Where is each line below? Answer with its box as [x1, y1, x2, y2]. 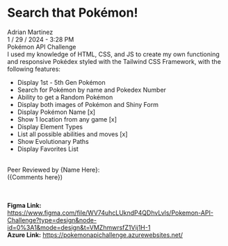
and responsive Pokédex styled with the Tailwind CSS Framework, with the [7, 57, 221, 65]
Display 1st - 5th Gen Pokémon [17, 78, 106, 86]
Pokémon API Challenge [7, 42, 76, 51]
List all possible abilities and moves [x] [17, 130, 128, 138]
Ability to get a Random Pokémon [17, 92, 113, 101]
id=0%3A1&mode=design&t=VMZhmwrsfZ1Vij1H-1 [7, 223, 151, 231]
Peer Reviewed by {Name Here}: [7, 165, 100, 174]
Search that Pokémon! [7, 5, 138, 21]
